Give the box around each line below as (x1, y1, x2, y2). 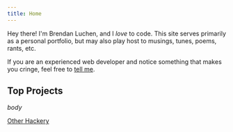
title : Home (7, 10, 42, 17)
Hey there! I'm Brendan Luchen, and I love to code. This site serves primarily (7, 29, 227, 38)
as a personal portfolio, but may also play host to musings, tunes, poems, (7, 36, 217, 45)
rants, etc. (7, 44, 36, 52)
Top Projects (7, 85, 63, 97)
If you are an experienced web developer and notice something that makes (7, 57, 223, 66)
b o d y (7, 104, 22, 112)
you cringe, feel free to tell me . (7, 65, 95, 73)
